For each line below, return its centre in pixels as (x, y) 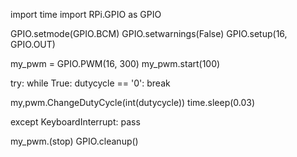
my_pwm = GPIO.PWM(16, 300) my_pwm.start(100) (115, 63)
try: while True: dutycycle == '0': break (90, 83)
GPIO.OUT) (33, 44)
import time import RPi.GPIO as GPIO (86, 14)
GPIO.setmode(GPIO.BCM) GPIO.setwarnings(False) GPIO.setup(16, (149, 33)
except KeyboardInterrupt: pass (75, 122)
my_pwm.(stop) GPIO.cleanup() (74, 141)
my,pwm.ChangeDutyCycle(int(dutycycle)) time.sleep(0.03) (133, 102)
